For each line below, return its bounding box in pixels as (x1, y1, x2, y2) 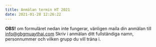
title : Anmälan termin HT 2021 (5, 7, 70, 12)
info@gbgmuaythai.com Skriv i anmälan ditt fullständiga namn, (5, 31, 134, 37)
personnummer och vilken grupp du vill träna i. (5, 36, 101, 42)
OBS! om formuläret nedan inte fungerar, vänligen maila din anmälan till (5, 25, 152, 31)
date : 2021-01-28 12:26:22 (5, 12, 61, 17)
